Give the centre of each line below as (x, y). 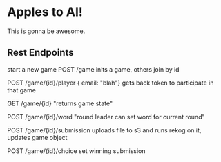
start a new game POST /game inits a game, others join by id (93, 69)
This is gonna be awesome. (46, 31)
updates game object (37, 137)
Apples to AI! (45, 12)
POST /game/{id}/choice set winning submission (76, 151)
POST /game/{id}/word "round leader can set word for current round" (106, 117)
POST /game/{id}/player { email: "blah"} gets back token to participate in (110, 83)
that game (22, 90)
